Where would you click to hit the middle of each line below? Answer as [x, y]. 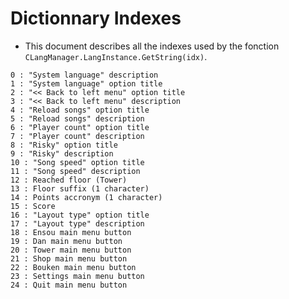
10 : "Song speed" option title [77, 162]
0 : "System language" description [84, 75]
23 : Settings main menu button [77, 276]
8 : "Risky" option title [64, 145]
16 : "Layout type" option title [80, 215]
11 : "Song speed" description [75, 171]
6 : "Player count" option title [80, 127]
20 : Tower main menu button [71, 250]
